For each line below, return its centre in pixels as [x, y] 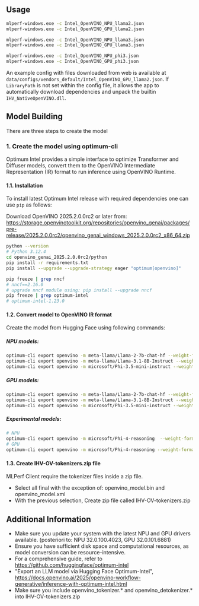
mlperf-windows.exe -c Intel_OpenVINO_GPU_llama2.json [75, 29]
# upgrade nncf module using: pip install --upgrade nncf [79, 290]
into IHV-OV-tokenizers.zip [47, 597]
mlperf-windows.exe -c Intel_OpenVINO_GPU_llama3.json [75, 45]
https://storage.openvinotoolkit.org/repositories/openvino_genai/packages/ [98, 223]
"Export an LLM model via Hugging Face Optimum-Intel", [84, 571]
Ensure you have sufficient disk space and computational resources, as [102, 546]
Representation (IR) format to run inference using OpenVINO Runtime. [91, 172]
